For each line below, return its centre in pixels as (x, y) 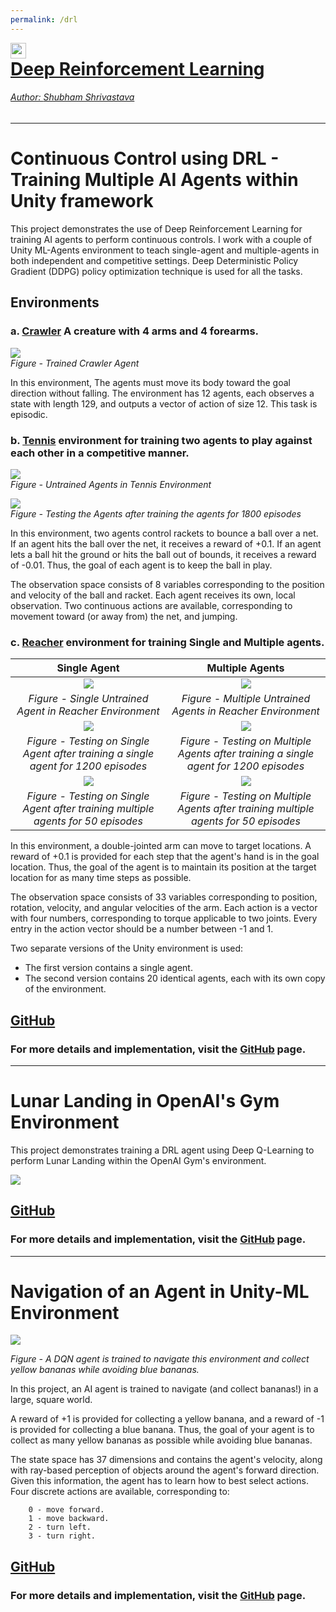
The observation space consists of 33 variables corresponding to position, (164, 897)
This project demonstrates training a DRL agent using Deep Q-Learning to (162, 1150)
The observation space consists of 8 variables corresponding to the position (167, 584)
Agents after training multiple (246, 809)
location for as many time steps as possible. (101, 878)
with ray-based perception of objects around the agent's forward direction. (165, 1470)
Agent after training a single (88, 754)
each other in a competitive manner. (100, 453)
